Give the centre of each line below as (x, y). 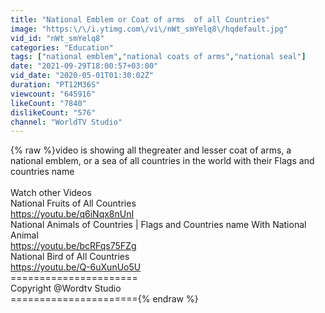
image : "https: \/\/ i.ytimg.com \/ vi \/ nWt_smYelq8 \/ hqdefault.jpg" (149, 29)
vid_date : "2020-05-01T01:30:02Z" (82, 76)
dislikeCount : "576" (53, 112)
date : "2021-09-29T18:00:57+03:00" (84, 66)
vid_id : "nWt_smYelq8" (57, 38)
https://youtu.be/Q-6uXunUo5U (76, 267)
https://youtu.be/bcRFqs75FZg (73, 246)
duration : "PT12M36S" (55, 85)
